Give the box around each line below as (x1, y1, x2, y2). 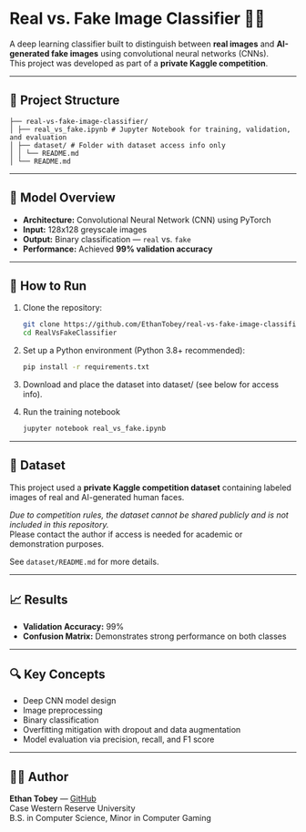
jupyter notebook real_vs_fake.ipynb (22, 424, 167, 433)
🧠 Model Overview (9, 190, 116, 206)
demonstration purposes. (9, 538, 105, 550)
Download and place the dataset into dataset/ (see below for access (22, 379, 280, 390)
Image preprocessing (22, 705, 103, 716)
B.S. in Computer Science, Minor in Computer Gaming (9, 813, 212, 824)
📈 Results (9, 592, 68, 608)
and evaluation (9, 132, 67, 142)
